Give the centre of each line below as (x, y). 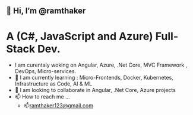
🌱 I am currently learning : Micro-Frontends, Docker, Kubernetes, (94, 78)
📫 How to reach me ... (42, 97)
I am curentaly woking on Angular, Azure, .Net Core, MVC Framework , (101, 65)
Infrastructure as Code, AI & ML (53, 84)
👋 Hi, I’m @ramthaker (46, 11)
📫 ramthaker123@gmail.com (58, 106)
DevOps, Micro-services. (45, 71)
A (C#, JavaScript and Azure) (80, 36)
